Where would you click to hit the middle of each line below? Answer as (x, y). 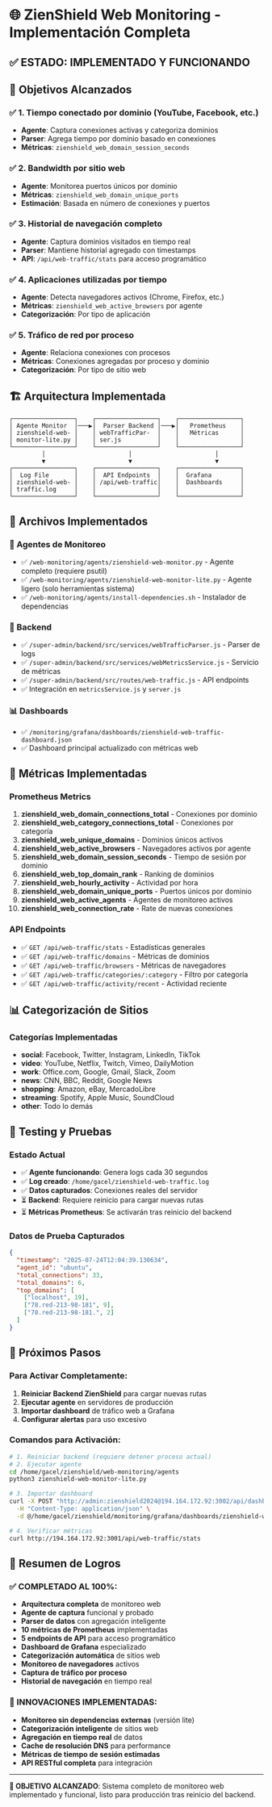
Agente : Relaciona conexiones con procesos (95, 353)
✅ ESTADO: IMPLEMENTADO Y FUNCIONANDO (130, 62)
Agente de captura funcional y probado (87, 1612)
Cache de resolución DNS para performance (96, 1746)
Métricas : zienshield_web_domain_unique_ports (100, 195)
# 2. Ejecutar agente (46, 1464)
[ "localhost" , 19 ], (56, 1298)
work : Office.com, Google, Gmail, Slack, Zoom (98, 1072)
